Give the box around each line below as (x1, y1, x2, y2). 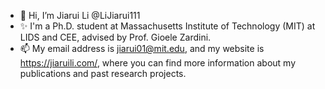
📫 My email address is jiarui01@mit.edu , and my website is (19, 43, 265, 54)
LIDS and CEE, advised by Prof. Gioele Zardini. (19, 31, 212, 43)
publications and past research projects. (19, 68, 187, 79)
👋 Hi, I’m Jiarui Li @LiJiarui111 (19, 10, 141, 21)
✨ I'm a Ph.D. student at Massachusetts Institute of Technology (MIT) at (19, 20, 316, 32)
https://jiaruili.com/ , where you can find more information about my (19, 57, 297, 69)
